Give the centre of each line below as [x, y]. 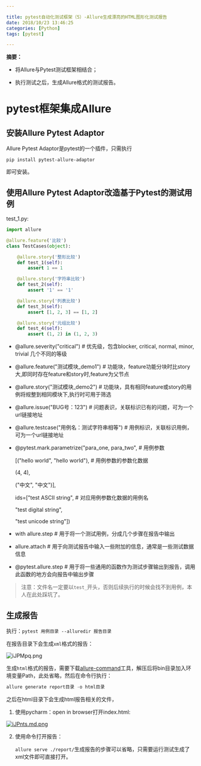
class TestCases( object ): [38, 246]
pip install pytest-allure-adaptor [51, 160]
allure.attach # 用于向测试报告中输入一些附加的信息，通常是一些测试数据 [104, 547]
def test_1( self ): [40, 263]
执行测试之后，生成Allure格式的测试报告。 [67, 82]
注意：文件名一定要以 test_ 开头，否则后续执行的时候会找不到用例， [104, 587]
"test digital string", [39, 510]
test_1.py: [17, 219]
